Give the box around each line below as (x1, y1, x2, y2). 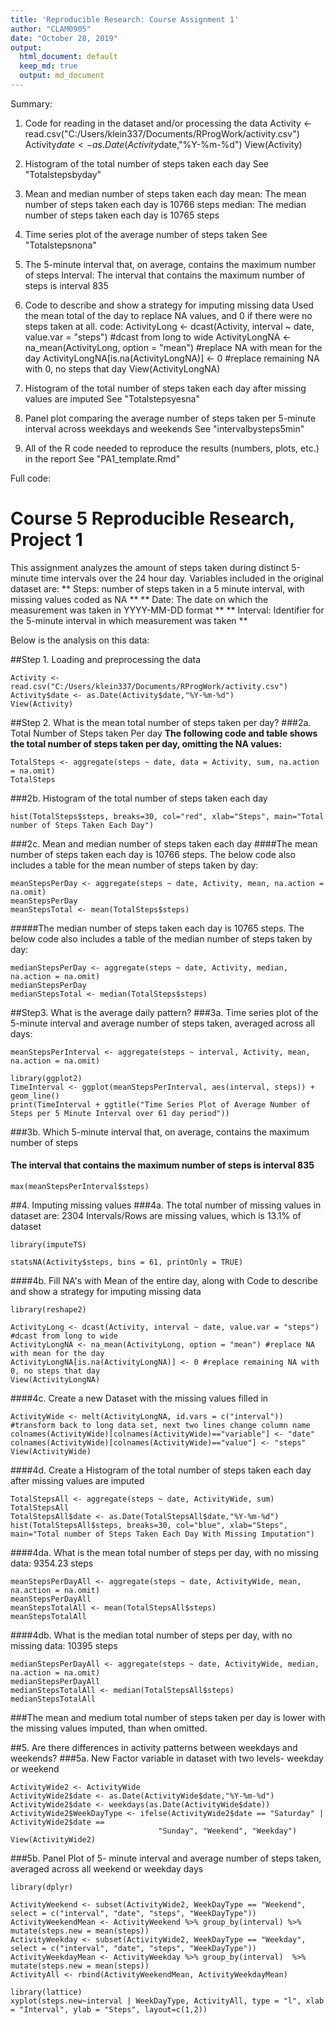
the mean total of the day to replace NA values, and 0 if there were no (24, 309, 313, 321)
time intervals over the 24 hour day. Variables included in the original (40, 572, 324, 584)
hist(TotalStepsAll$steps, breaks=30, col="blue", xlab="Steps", (10, 1521, 288, 1531)
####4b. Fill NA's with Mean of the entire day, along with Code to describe (10, 1275, 318, 1287)
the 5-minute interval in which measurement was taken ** (10, 614, 248, 626)
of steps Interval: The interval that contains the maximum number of (24, 269, 306, 281)
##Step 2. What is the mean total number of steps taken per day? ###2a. (10, 716, 312, 728)
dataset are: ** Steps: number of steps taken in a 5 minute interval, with (10, 582, 305, 595)
